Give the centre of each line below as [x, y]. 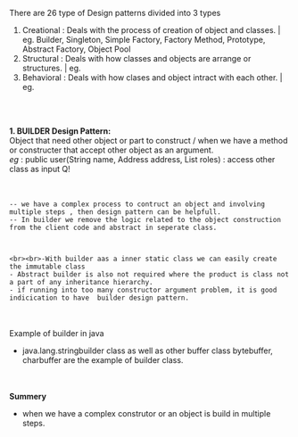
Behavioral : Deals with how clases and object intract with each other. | [152, 78]
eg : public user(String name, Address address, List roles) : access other [142, 159]
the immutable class [48, 267]
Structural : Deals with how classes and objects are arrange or [137, 58]
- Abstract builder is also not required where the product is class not [149, 275]
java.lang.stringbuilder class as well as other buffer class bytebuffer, [148, 350]
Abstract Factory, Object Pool [76, 49]
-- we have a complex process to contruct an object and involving [137, 204]
